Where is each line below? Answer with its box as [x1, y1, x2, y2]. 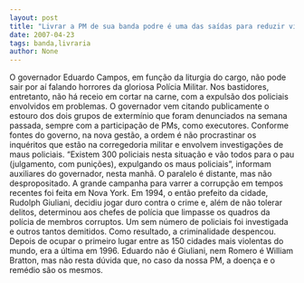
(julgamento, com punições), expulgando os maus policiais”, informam [9, 159, 271, 170]
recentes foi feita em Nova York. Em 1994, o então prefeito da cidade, [9, 188, 269, 199]
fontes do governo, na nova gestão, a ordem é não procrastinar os [9, 130, 257, 141]
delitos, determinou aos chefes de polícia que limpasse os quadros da [9, 207, 271, 218]
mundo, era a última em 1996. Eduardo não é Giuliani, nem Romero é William [9, 246, 294, 257]
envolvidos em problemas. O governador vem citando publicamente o [9, 101, 270, 112]
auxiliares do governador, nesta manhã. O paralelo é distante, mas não [9, 169, 272, 180]
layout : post [9, 13, 59, 23]
